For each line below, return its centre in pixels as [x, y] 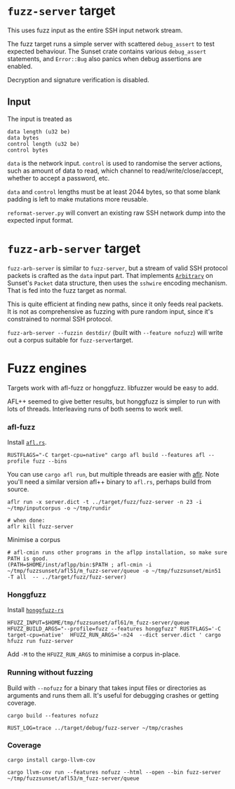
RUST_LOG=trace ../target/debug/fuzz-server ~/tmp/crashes [95, 728]
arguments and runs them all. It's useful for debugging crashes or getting [113, 695]
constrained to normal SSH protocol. [60, 319]
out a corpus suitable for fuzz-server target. [70, 340]
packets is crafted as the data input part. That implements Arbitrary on [110, 275]
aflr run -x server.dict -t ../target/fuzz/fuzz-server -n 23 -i [105, 502]
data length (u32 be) [39, 132]
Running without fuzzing [50, 672]
